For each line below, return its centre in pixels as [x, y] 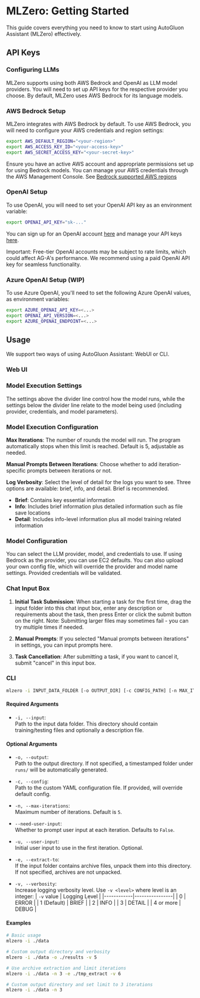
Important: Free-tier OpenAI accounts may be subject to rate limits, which [96, 252]
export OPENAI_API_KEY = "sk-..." [46, 222]
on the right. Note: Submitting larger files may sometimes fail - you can [101, 620]
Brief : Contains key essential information [65, 500]
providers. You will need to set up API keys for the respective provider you [97, 89]
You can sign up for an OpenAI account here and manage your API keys [94, 234]
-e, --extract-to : [37, 859]
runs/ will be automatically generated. [61, 770]
